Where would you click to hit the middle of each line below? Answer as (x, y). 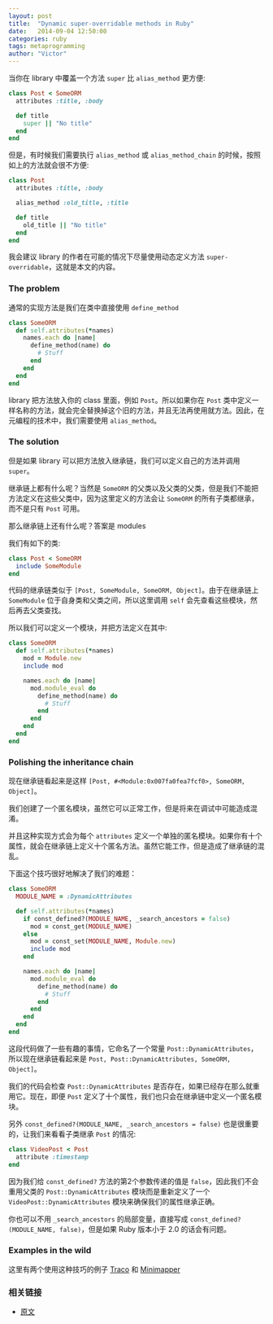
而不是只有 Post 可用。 (46, 508)
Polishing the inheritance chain (71, 762)
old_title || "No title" (65, 225)
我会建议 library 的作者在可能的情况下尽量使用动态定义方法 (106, 256)
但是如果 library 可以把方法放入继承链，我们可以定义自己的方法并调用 (124, 460)
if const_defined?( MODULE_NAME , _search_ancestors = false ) (127, 918)
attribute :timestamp (52, 1157)
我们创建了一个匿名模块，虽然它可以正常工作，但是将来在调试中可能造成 (129, 809)
